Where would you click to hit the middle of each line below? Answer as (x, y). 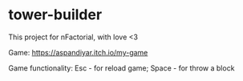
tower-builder (55, 15)
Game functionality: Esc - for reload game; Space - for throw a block (121, 68)
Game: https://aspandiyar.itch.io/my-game (78, 52)
